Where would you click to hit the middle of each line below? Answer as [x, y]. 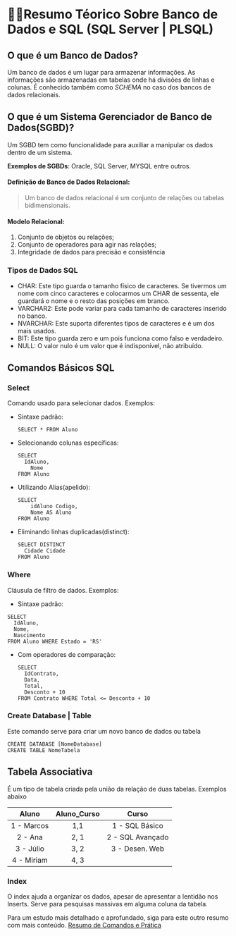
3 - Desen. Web [137, 849]
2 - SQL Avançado [138, 837]
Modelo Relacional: [36, 221]
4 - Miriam [30, 860]
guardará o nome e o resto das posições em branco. [94, 301]
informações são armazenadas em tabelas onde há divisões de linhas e [111, 80]
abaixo [17, 796]
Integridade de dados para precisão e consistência [91, 252]
